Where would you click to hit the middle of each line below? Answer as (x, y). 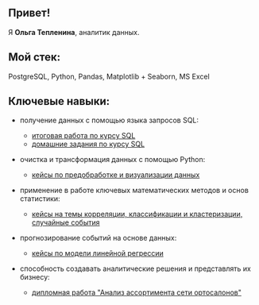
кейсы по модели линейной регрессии (98, 253)
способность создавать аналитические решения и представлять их (135, 268)
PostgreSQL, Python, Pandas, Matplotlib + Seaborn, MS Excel (109, 76)
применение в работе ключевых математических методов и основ (134, 191)
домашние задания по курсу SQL (88, 144)
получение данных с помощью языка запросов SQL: (109, 120)
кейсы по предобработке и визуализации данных (116, 175)
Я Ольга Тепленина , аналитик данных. (74, 32)
